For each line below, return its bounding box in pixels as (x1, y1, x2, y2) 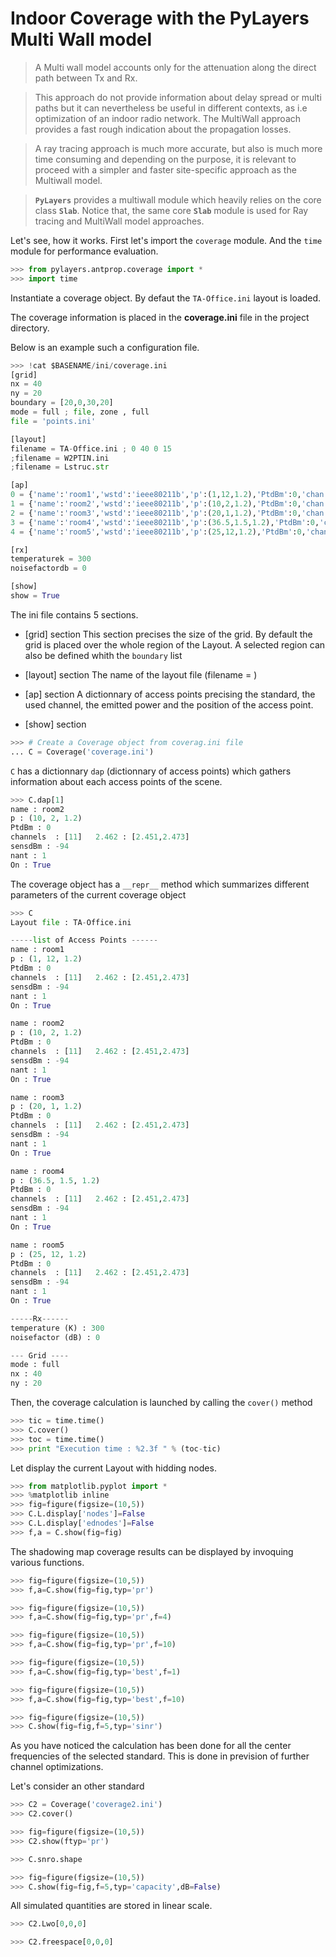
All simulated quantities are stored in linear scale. (10, 1900, 213, 1912)
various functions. (10, 1556, 85, 1568)
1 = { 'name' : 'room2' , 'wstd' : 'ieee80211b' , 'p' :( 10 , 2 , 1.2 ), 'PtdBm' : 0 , (10, 499, 302, 509)
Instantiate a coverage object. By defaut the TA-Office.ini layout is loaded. (10, 292, 322, 304)
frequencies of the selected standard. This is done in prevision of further (10, 1750, 310, 1762)
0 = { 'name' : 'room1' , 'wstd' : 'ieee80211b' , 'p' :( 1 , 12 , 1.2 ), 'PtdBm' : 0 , (10, 490, 302, 500)
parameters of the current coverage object (10, 888, 187, 901)
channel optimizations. (10, 1761, 104, 1773)
